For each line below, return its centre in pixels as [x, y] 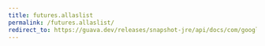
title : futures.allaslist [50, 15]
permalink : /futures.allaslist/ [61, 23]
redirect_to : [30, 30]
